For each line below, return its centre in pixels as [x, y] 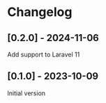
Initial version [26, 93]
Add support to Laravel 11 [44, 54]
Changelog [40, 12]
